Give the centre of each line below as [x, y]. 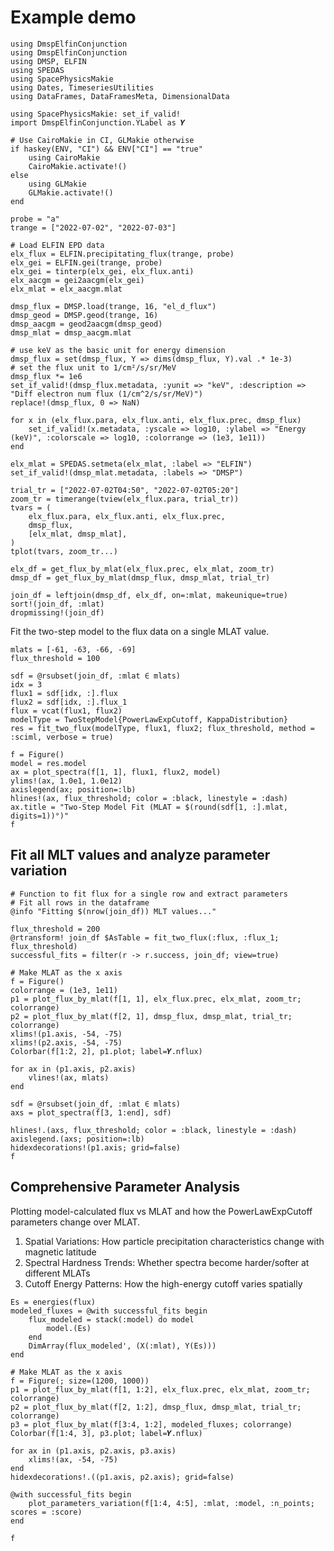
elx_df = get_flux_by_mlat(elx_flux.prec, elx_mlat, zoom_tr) [142, 569]
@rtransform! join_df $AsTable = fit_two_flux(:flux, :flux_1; [145, 937]
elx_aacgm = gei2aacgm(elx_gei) [77, 280]
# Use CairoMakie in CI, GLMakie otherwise [102, 140]
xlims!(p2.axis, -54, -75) [66, 1042]
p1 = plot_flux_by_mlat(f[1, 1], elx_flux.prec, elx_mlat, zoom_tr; [156, 999]
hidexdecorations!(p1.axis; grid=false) [96, 1147]
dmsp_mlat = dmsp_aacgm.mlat [71, 332]
